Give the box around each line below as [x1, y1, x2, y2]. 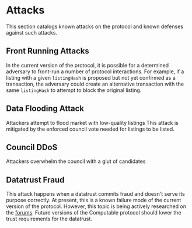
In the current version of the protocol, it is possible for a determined [6, 62, 169, 69]
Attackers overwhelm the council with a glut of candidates [6, 158, 146, 165]
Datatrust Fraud [6, 175, 65, 185]
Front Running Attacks [6, 46, 89, 56]
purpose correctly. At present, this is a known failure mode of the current [6, 197, 181, 204]
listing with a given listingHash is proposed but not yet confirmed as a [6, 74, 176, 81]
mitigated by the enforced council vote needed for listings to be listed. [6, 125, 175, 132]
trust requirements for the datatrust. [6, 215, 92, 223]
